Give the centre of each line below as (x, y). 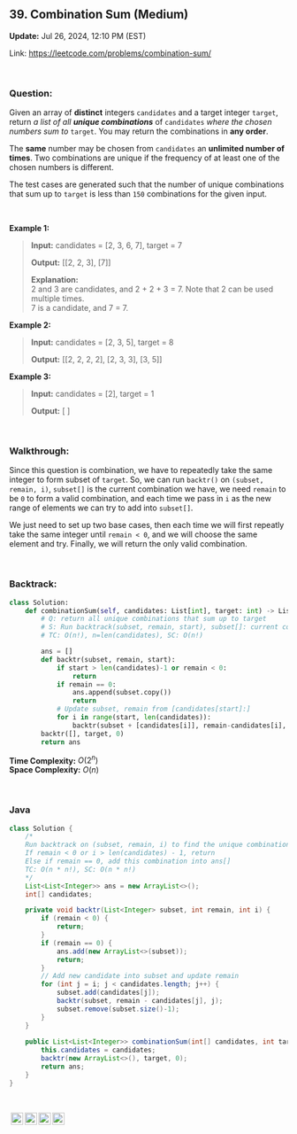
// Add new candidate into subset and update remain (140, 976)
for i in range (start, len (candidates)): (134, 718)
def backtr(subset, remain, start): (108, 659)
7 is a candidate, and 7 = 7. (80, 308)
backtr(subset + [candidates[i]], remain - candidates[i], (179, 726)
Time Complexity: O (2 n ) (54, 759)
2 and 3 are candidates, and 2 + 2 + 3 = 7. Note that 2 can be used (152, 289)
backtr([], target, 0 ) (83, 734)
